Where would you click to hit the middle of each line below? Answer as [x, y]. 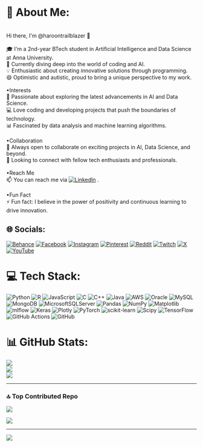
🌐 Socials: [26, 230]
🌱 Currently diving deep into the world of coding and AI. [76, 64]
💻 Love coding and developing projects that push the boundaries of [91, 110]
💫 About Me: [38, 12]
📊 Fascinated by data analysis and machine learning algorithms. [87, 125]
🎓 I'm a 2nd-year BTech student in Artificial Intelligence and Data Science [99, 49]
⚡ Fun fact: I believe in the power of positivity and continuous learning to [96, 201]
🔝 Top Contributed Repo [42, 396]
